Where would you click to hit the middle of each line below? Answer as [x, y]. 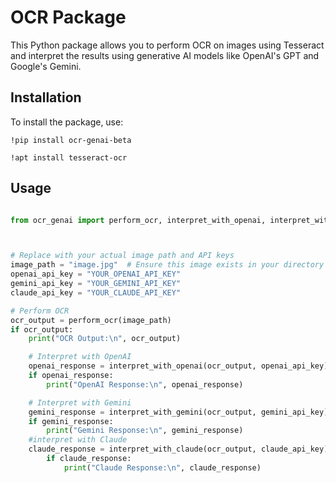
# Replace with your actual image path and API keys [122, 256]
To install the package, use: [67, 122]
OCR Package [68, 17]
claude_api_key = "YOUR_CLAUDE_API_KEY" [96, 292]
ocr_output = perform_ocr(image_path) [91, 320]
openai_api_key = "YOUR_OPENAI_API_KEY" [96, 274]
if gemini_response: [71, 421]
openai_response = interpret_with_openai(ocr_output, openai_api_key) [178, 366]
